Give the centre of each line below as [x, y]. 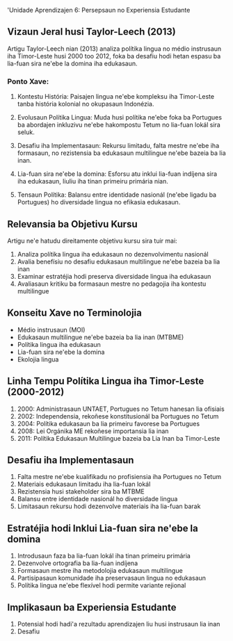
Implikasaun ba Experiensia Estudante [92, 607]
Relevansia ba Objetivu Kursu [72, 224]
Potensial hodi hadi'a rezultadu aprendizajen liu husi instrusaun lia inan [119, 624]
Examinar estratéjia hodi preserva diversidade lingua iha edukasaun [114, 276]
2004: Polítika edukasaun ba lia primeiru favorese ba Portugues [109, 423]
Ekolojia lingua [38, 359]
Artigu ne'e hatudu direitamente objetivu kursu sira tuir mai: [92, 241]
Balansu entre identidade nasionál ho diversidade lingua [97, 499]
